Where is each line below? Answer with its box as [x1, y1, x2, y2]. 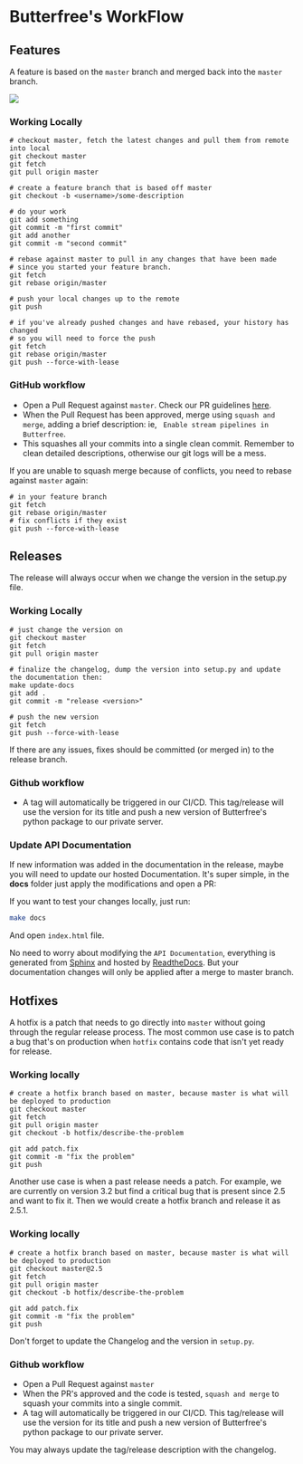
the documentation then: [9, 673, 103, 682]
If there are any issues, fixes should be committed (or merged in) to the [9, 744, 274, 755]
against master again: [9, 474, 89, 485]
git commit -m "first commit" [9, 224, 124, 233]
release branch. [9, 753, 68, 764]
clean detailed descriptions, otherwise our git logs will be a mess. [22, 447, 267, 458]
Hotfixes [9, 993, 59, 1009]
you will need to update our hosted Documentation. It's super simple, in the [9, 869, 289, 880]
